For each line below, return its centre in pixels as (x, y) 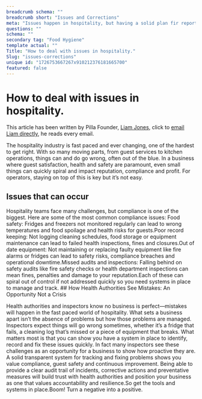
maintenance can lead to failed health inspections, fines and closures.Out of (100, 243)
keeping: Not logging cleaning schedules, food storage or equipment (91, 237)
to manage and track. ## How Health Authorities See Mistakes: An (88, 288)
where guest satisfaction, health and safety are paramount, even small (93, 165)
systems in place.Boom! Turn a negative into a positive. (75, 389)
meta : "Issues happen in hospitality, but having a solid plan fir (93, 23)
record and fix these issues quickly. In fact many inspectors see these (93, 345)
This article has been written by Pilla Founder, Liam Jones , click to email (95, 127)
